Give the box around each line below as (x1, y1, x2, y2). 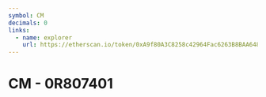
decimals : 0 (8, 19, 47, 27)
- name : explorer (15, 33, 73, 42)
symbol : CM (8, 11, 44, 20)
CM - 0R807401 (8, 75, 113, 93)
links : (8, 26, 30, 34)
